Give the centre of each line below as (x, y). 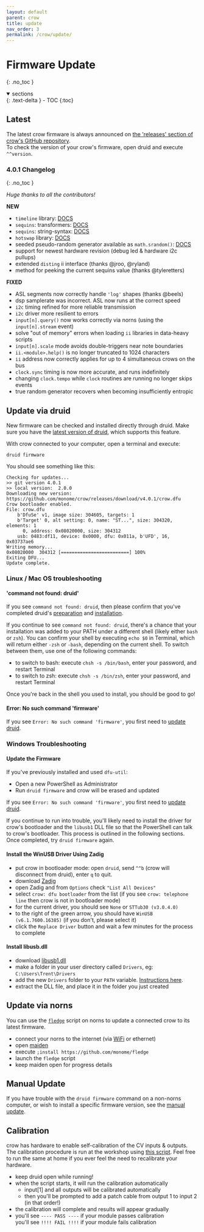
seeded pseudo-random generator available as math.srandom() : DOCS (103, 245)
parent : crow (23, 18)
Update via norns (40, 1005)
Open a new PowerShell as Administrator (66, 784)
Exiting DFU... (26, 558)
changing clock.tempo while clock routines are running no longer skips (104, 378)
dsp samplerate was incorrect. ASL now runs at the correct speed (98, 301)
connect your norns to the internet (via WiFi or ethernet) (86, 1038)
